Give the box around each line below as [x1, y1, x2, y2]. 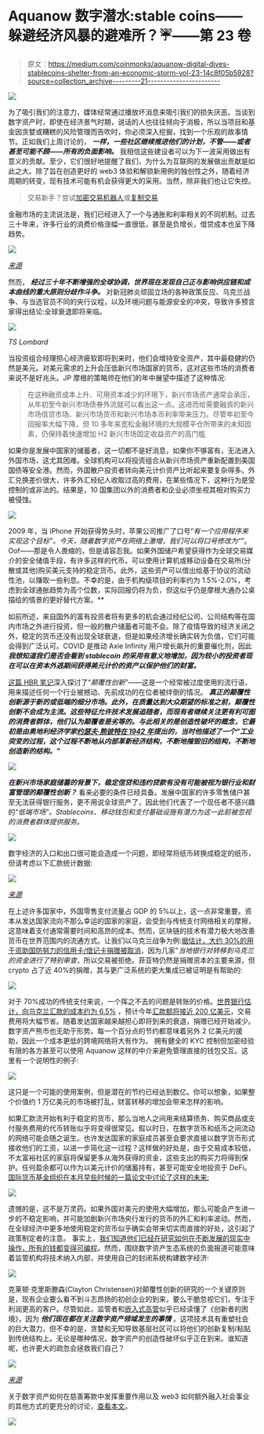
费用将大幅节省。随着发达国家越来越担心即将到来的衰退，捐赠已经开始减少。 [8, 1016, 255, 1025]
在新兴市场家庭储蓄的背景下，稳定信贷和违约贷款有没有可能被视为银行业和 [8, 777, 248, 787]
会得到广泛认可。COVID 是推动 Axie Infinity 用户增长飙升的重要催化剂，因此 [8, 641, 252, 651]
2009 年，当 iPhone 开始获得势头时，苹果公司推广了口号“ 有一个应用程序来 [8, 526, 249, 535]
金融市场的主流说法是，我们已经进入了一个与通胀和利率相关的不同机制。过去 [8, 209, 255, 218]
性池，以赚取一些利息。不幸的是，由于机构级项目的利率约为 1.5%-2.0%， [8, 575, 245, 585]
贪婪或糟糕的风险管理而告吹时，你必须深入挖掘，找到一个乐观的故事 [21, 127, 241, 136]
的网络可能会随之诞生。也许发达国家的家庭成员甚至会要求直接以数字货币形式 [8, 1133, 255, 1142]
